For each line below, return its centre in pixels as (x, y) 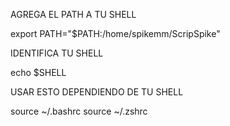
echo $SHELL (38, 72)
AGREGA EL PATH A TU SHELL (73, 14)
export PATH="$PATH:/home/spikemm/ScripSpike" (115, 33)
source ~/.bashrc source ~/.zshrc (79, 111)
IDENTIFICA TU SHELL (57, 53)
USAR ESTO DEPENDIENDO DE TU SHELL (97, 92)
